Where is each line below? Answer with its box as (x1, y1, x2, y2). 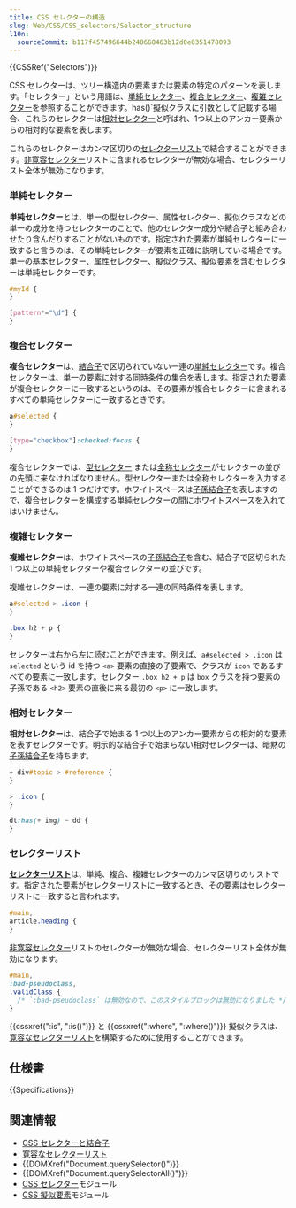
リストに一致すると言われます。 (9, 891, 125, 902)
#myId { (9, 284, 38, 293)
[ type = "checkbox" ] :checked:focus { (9, 436, 140, 445)
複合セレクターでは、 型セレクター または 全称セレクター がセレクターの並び (9, 461, 281, 472)
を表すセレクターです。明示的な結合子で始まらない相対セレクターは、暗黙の (9, 739, 286, 750)
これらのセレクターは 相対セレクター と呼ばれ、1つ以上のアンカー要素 (24, 113, 276, 124)
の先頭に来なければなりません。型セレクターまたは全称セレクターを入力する (9, 473, 287, 483)
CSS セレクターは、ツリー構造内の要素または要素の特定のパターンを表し (9, 81, 274, 91)
